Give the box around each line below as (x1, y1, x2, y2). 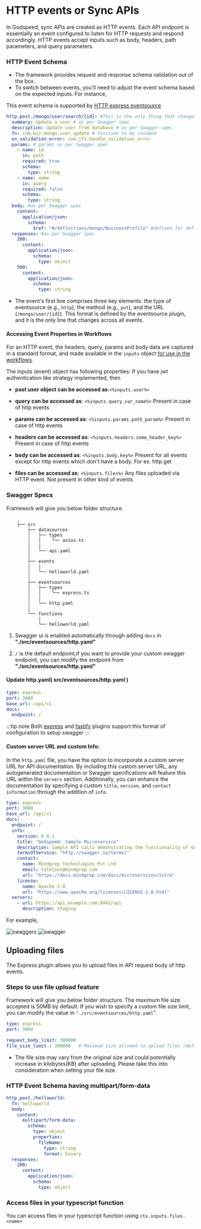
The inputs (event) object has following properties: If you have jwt (6, 368, 169, 375)
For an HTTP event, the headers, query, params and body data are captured (6, 343, 194, 351)
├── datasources (28, 526, 68, 533)
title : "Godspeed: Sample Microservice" (17, 838, 119, 845)
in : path (22, 152, 44, 159)
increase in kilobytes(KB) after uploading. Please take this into (14, 1060, 168, 1067)
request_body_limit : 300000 (6, 1037, 77, 1043)
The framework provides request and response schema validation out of (14, 71, 193, 79)
